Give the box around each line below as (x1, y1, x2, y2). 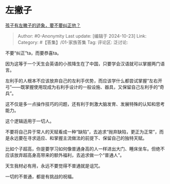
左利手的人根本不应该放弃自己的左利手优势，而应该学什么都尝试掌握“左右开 (5, 78, 163, 84)
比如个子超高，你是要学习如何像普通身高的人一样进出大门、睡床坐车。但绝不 (5, 146, 165, 152)
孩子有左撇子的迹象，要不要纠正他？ (5, 22, 81, 28)
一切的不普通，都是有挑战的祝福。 (5, 173, 76, 179)
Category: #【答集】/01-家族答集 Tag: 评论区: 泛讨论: (17, 39, 129, 45)
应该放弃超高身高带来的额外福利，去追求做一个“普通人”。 (5, 152, 125, 158)
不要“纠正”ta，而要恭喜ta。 (5, 50, 62, 56)
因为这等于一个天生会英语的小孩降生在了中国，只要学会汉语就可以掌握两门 (5, 60, 160, 67)
